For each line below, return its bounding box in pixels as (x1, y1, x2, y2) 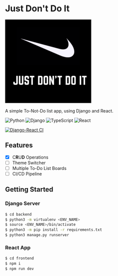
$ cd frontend (5, 256, 34, 261)
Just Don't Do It (5, 3, 70, 14)
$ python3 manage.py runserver (5, 233, 69, 238)
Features (5, 141, 33, 150)
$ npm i (5, 261, 21, 266)
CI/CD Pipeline (12, 170, 42, 177)
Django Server (5, 200, 40, 207)
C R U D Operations (12, 154, 49, 160)
